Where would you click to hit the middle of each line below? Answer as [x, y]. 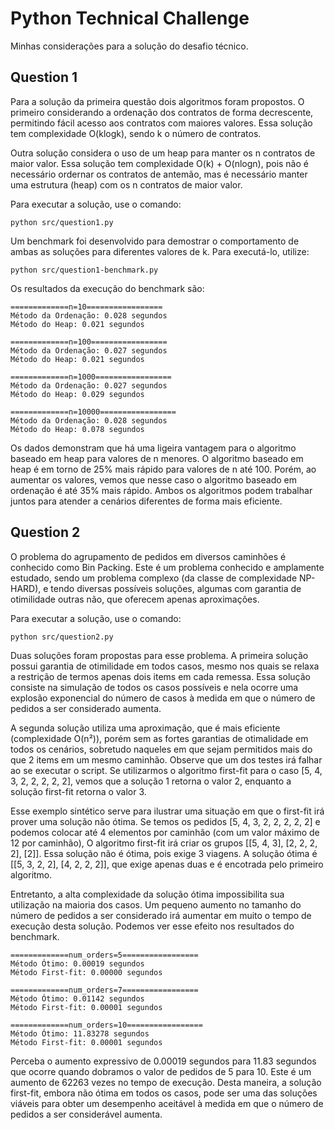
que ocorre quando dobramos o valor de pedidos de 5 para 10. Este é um [161, 1071]
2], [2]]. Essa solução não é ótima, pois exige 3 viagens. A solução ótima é [164, 853]
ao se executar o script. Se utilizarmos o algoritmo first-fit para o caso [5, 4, [166, 770]
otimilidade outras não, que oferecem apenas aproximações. [135, 599]
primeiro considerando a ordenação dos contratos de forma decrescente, [162, 112]
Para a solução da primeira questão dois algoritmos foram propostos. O [157, 101]
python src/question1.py [62, 222]
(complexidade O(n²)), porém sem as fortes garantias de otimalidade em [159, 738]
